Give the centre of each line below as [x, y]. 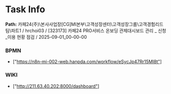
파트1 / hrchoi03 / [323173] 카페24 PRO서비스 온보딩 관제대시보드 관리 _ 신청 [89, 30]
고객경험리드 [151, 24]
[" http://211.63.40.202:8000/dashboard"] [56, 86]
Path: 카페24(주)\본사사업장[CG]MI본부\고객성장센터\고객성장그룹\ [72, 24]
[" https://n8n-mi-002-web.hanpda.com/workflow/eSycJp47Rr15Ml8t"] [87, 62]
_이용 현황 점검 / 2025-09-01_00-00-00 [46, 37]
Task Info [25, 9]
